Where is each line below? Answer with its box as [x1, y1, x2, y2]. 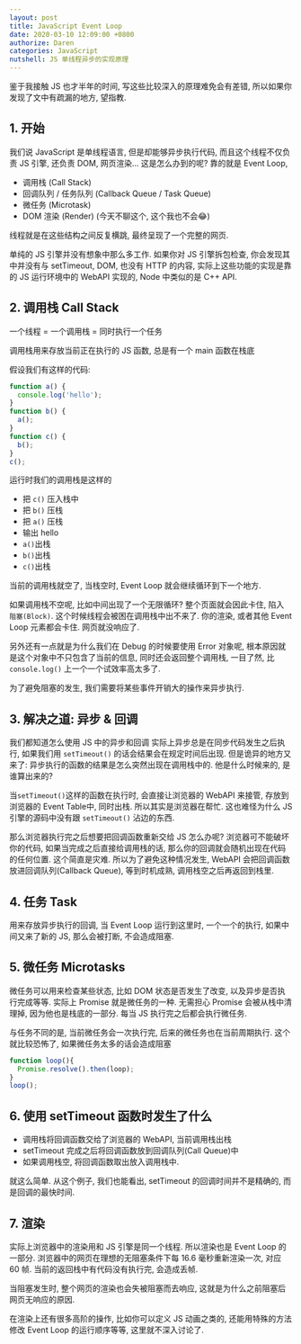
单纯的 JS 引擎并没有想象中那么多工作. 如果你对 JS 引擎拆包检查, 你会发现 [9, 248, 283, 259]
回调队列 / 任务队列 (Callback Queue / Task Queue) [22, 188, 211, 199]
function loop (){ [9, 1056, 75, 1065]
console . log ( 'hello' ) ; [17, 390, 102, 399]
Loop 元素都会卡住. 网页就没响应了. [9, 622, 140, 632]
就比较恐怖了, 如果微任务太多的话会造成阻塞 [9, 1038, 172, 1049]
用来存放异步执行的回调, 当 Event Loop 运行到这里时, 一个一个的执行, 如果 [9, 919, 282, 930]
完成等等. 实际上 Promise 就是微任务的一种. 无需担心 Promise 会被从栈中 [16, 996, 285, 1008]
